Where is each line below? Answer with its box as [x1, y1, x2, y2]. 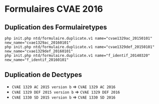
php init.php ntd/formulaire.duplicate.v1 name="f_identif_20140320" [4, 53, 151, 58]
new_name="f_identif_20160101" [4, 57, 69, 62]
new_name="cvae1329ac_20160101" [4, 40, 71, 45]
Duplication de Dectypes [4, 71, 82, 79]
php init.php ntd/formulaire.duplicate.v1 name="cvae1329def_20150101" [4, 45, 155, 50]
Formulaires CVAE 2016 [4, 3, 103, 15]
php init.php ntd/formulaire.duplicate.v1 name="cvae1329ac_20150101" [4, 36, 153, 41]
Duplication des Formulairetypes [4, 23, 107, 31]
